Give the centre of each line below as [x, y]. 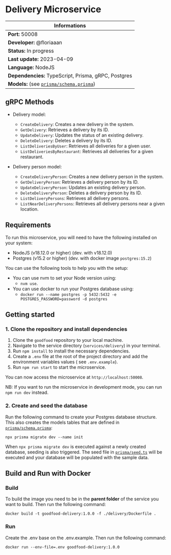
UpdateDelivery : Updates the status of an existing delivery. [82, 135]
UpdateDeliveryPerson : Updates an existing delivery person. [83, 187]
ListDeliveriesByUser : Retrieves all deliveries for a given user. [86, 146]
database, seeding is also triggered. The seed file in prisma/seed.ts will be [84, 452]
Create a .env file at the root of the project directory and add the [80, 357]
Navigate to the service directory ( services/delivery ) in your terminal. [87, 346]
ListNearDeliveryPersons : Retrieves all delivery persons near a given [92, 204]
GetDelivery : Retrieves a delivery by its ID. [65, 130]
